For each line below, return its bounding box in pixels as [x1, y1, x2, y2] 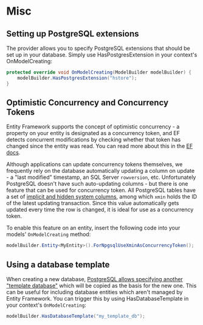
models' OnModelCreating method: [6, 231, 91, 238]
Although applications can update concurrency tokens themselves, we [6, 161, 183, 168]
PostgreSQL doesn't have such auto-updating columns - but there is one [6, 180, 188, 187]
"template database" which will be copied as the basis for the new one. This [6, 282, 197, 290]
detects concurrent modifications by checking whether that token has [6, 136, 181, 144]
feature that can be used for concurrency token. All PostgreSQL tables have [6, 187, 196, 194]
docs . [6, 149, 21, 156]
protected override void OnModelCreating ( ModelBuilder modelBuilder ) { [6, 69, 191, 75]
